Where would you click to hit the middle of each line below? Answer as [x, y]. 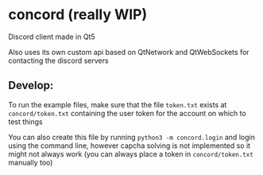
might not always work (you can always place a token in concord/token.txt [131, 154]
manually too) [31, 162]
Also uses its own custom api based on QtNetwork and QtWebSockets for [129, 52]
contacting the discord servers [58, 60]
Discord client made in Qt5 [52, 37]
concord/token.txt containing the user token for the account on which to [127, 113]
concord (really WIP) [78, 15]
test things [26, 122]
